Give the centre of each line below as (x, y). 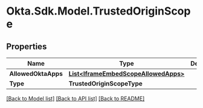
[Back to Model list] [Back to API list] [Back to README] (76, 99)
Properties (27, 46)
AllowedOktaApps (36, 74)
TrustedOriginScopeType (106, 83)
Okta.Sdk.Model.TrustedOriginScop (98, 11)
